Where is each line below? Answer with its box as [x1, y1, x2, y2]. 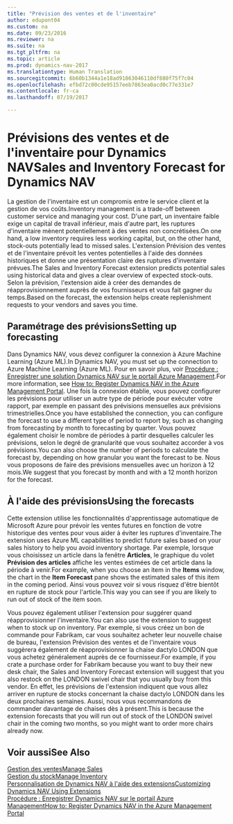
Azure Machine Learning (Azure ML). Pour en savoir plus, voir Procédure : [7, 364, 218, 373]
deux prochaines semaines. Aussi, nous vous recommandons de [7, 697, 192, 705]
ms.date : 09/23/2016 [7, 29, 67, 37]
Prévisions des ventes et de [7, 130, 170, 146]
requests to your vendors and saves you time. [7, 300, 138, 309]
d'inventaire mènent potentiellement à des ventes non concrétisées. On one [7, 226, 222, 235]
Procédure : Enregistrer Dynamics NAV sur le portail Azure [7, 794, 174, 802]
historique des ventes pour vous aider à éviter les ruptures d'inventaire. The [7, 528, 222, 537]
